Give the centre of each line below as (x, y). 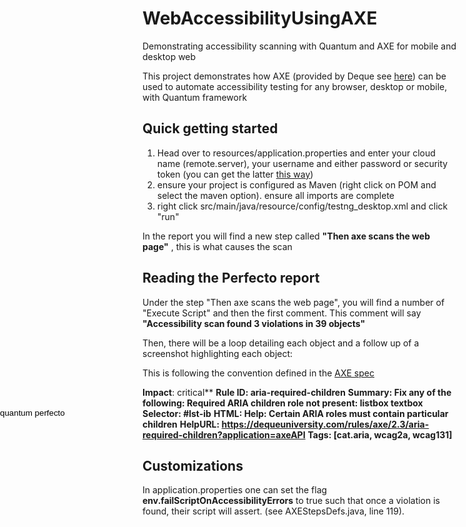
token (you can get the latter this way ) (235, 174)
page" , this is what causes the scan (217, 246)
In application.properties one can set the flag (235, 490)
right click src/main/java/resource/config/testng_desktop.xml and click (302, 206)
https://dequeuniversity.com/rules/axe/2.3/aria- (325, 424)
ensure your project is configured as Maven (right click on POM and (296, 184)
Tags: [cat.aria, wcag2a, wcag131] (380, 434)
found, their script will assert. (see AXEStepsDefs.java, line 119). (273, 511)
